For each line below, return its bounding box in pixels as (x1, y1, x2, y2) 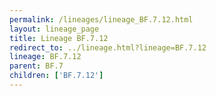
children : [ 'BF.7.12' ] (9, 71, 104, 81)
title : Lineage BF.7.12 (9, 33, 109, 43)
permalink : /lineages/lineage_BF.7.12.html (9, 14, 194, 25)
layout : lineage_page (9, 24, 100, 34)
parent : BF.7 (9, 61, 64, 71)
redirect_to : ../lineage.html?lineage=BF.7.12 (9, 42, 207, 53)
